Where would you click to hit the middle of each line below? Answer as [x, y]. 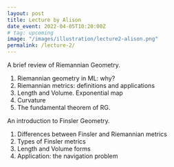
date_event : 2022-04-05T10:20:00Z [57, 26]
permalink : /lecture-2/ [41, 45]
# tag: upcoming [30, 33]
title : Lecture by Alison [44, 20]
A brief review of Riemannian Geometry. [64, 65]
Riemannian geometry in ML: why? [66, 78]
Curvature [31, 100]
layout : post [26, 13]
